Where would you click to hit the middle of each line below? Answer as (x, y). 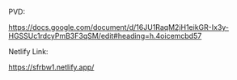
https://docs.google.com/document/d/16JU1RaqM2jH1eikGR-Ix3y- (118, 27)
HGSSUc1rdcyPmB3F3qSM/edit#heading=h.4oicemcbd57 (105, 36)
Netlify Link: (28, 51)
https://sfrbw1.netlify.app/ (51, 67)
